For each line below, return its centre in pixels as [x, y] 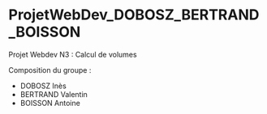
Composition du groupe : [50, 70]
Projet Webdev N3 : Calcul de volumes [73, 54]
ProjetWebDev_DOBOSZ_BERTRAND [134, 15]
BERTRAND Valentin [54, 94]
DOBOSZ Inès [43, 86]
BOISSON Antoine [50, 103]
